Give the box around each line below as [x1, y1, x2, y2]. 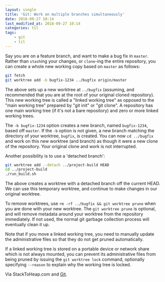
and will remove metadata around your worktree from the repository [5, 211, 143, 217]
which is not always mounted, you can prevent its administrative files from [5, 251, 156, 257]
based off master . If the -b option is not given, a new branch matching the [5, 127, 155, 133]
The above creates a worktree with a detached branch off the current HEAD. [5, 181, 161, 187]
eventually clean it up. [5, 222, 50, 228]
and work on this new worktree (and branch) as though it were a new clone [5, 138, 158, 144]
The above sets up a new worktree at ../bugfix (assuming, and [5, 86, 134, 92]
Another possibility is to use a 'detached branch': [5, 153, 105, 159]
